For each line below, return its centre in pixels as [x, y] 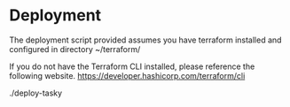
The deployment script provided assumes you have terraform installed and [145, 40]
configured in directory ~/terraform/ [75, 49]
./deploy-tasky [36, 93]
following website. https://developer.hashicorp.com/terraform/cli [127, 75]
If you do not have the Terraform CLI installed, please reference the [132, 66]
